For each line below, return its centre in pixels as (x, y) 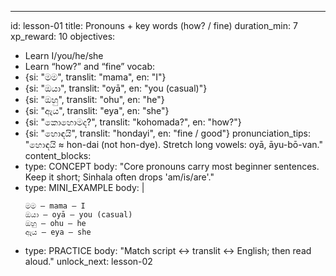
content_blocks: (58, 155)
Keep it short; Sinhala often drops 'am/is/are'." (119, 177)
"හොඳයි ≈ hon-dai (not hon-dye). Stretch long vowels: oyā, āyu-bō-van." (173, 144)
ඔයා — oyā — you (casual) (78, 215)
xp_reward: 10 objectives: (63, 36)
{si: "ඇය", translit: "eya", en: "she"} (97, 110)
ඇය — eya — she (58, 232)
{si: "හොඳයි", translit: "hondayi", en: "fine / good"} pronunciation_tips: (168, 133)
